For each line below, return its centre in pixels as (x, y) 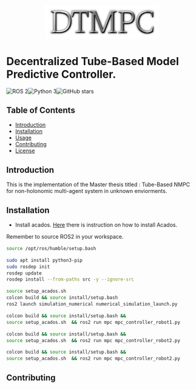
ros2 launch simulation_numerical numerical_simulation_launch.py (92, 304)
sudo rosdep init (28, 267)
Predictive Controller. (61, 74)
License (25, 151)
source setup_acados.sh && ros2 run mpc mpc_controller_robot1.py (93, 322)
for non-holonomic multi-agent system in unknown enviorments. (87, 191)
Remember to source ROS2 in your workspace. (65, 236)
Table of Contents (41, 110)
